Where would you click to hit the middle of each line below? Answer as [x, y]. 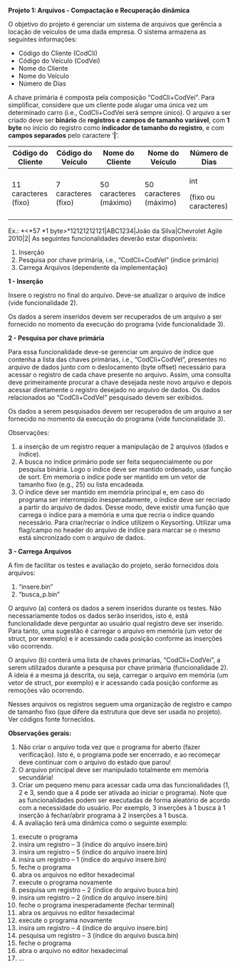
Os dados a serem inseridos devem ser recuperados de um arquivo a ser [115, 316]
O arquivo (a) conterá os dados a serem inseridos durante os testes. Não [115, 608]
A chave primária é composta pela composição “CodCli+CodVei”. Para [111, 97]
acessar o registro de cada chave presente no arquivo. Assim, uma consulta [120, 375]
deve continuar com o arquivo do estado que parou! [95, 762]
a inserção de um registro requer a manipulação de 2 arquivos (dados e [123, 446]
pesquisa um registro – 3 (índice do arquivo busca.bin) [98, 935]
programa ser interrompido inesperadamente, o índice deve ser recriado [124, 500]
